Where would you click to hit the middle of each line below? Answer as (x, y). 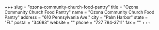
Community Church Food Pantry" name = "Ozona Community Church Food (79, 12)
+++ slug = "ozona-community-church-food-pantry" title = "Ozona (72, 7)
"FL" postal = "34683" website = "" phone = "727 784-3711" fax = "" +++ (78, 22)
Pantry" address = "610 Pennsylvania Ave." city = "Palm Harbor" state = (76, 17)
